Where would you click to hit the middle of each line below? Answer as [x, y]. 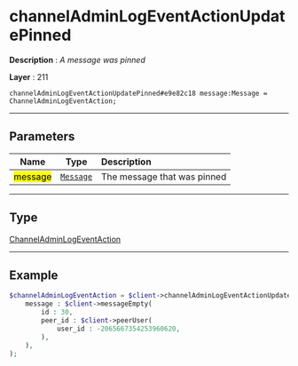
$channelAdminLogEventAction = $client [83, 296]
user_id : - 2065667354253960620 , [118, 329]
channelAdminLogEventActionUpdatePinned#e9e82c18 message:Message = [138, 93]
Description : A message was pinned [78, 60]
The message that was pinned [164, 177]
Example [34, 275]
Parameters [42, 136]
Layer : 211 [29, 76]
